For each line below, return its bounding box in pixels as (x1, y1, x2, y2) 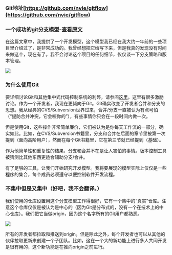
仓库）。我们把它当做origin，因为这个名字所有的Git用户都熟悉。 (9, 211, 142, 217)
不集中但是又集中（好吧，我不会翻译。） (5, 185, 102, 192)
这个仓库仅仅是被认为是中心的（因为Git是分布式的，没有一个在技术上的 (9, 204, 160, 210)
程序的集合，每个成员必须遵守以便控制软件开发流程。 (5, 171, 118, 177)
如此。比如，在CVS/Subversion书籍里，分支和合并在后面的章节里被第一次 (9, 130, 165, 136)
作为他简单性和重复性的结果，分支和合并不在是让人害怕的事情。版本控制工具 (5, 147, 167, 154)
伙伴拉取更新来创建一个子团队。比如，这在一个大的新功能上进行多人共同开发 (5, 237, 167, 243)
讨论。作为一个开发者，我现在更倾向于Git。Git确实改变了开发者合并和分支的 (5, 100, 165, 106)
